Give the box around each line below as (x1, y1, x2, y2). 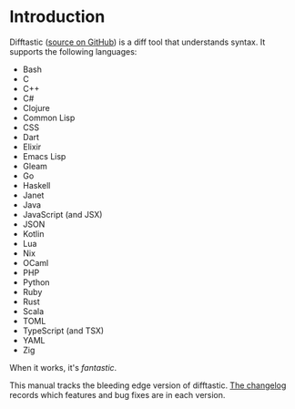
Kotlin (22, 228, 45, 239)
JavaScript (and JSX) (22, 209, 103, 220)
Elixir (22, 141, 42, 152)
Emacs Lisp (22, 150, 66, 161)
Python (22, 276, 50, 288)
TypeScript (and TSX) (22, 325, 105, 336)
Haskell (22, 179, 51, 190)
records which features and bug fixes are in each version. (9, 389, 226, 400)
